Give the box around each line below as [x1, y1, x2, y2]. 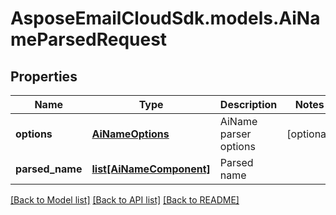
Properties [10, 68, 78, 85]
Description [219, 98, 278, 111]
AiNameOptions [91, 127, 170, 141]
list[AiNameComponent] [91, 162, 211, 176]
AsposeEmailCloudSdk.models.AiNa [10, 7, 321, 30]
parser [219, 127, 252, 141]
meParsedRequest [10, 28, 168, 51]
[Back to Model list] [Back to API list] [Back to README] [10, 194, 240, 206]
